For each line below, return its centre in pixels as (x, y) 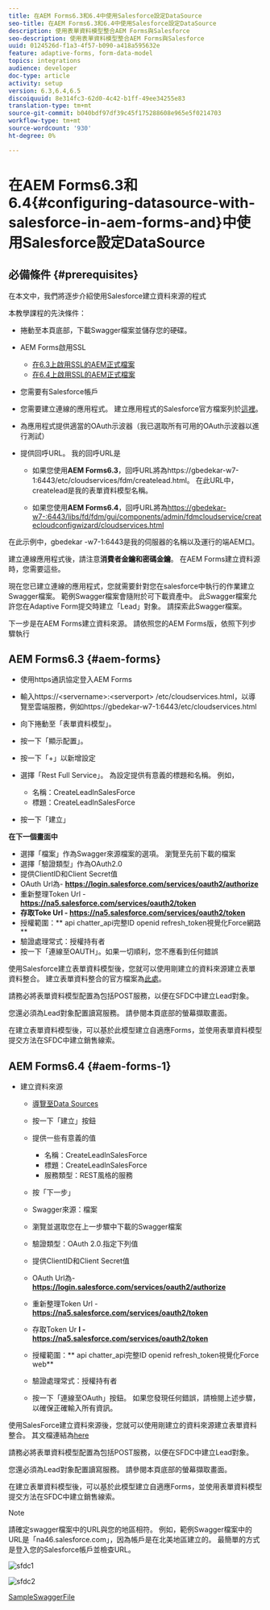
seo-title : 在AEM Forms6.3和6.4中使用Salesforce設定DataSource (112, 23)
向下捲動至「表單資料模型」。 (68, 724)
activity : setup (35, 83)
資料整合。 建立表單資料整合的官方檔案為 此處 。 (87, 979)
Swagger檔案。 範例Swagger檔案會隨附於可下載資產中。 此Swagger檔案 (129, 596)
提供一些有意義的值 (64, 1138)
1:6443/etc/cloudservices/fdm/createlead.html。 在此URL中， (135, 480)
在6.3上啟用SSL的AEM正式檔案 (83, 364)
